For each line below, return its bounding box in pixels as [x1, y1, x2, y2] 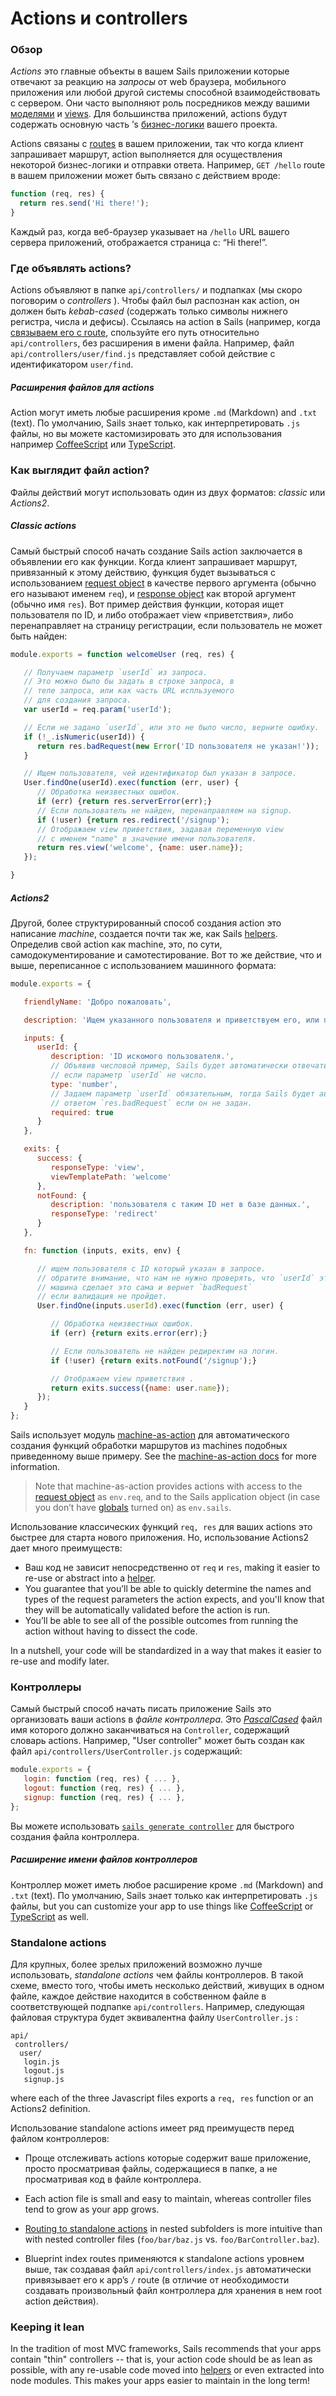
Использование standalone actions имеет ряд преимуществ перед [10, 2122, 295, 2134]
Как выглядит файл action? [10, 463, 150, 477]
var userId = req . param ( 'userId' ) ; [23, 705, 172, 715]
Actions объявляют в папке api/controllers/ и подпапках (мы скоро [10, 284, 303, 296]
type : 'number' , [50, 1079, 118, 1089]
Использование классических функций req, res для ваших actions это [10, 1521, 313, 1533]
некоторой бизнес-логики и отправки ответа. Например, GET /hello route [10, 159, 326, 171]
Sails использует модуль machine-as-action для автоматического [10, 1429, 290, 1441]
